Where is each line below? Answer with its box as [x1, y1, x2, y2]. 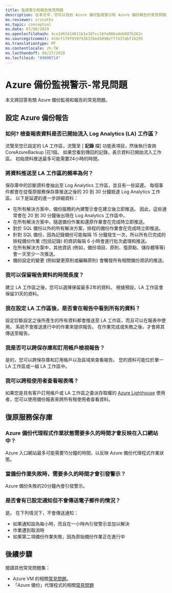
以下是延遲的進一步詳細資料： [15, 195, 78, 201]
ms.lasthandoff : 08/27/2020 [5, 50, 66, 55]
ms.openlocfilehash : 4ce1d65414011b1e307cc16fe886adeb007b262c [5, 31, 143, 36]
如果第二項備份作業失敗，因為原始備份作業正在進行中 [12, 533, 125, 540]
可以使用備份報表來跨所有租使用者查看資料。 [18, 396, 113, 403]
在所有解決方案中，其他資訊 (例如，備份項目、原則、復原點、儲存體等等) [12, 244, 165, 251]
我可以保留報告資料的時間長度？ [5, 272, 84, 279]
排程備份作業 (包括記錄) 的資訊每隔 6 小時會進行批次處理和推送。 [12, 238, 150, 244]
